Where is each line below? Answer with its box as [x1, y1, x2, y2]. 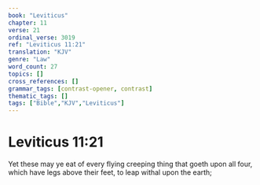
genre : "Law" [8, 56, 51, 64]
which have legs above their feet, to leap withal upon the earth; [8, 168, 212, 177]
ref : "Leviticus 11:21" [8, 41, 86, 49]
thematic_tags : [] [8, 92, 68, 100]
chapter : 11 [8, 19, 47, 27]
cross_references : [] [8, 77, 79, 85]
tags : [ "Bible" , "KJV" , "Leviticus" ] [8, 99, 125, 107]
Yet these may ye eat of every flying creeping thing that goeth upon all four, [8, 159, 253, 169]
